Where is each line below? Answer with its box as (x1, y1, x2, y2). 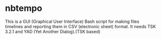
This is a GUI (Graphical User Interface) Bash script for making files (5, 19, 140, 24)
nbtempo (5, 3, 43, 14)
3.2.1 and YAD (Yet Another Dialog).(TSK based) (5, 29, 101, 34)
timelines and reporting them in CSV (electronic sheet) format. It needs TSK (5, 23, 156, 29)
